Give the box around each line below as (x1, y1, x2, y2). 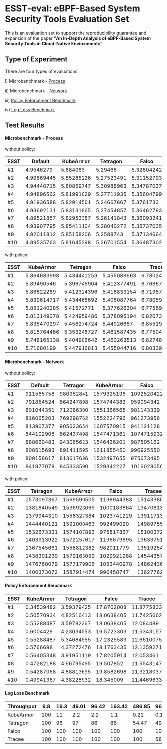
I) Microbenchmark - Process (5, 78, 66, 84)
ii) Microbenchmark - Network (5, 88, 67, 94)
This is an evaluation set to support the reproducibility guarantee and (5, 30, 147, 36)
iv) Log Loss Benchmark (5, 107, 55, 112)
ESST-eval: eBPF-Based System (5, 3, 140, 14)
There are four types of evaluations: (5, 68, 79, 74)
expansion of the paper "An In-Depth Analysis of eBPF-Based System (5, 35, 151, 41)
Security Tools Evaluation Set (5, 13, 129, 25)
